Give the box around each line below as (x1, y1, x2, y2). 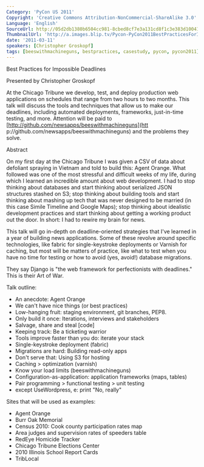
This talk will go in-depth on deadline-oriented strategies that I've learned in (6, 228, 197, 235)
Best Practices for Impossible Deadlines (6, 65, 106, 72)
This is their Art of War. (6, 272, 64, 279)
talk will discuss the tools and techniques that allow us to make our (6, 102, 174, 109)
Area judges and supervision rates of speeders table (15, 429, 147, 436)
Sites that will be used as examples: (6, 398, 96, 405)
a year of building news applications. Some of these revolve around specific (6, 234, 196, 241)
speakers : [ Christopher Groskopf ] (6, 43, 94, 49)
